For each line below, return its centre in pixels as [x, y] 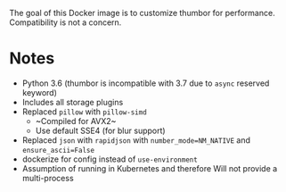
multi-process [48, 178]
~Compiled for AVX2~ [76, 121]
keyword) [40, 92]
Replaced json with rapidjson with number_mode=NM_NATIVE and [136, 140]
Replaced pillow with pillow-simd [84, 112]
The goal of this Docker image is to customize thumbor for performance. [142, 13]
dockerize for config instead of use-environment [110, 159]
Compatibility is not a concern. [65, 22]
